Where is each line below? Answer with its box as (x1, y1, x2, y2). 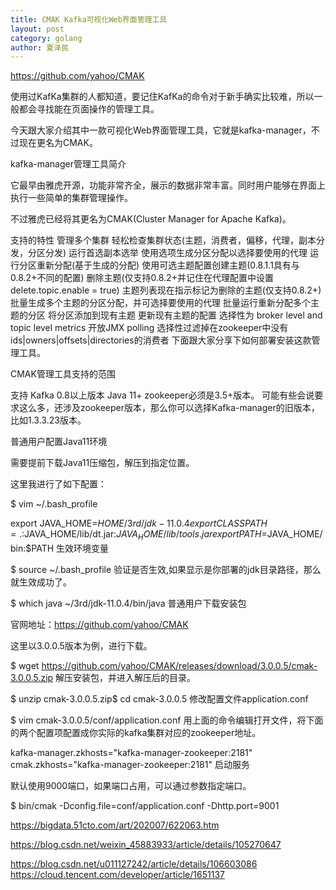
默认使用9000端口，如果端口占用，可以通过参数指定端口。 (10, 780, 252, 792)
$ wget (10, 660, 40, 672)
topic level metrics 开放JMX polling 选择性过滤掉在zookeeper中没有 (10, 322, 289, 334)
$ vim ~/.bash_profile (10, 498, 98, 510)
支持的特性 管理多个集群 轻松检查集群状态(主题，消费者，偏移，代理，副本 (10, 234, 317, 246)
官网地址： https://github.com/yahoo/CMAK (10, 619, 189, 631)
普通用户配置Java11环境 (10, 436, 108, 448)
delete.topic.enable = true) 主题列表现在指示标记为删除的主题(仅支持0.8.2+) (10, 284, 322, 296)
